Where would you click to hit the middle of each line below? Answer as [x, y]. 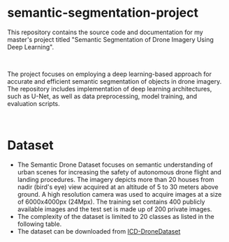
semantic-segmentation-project [103, 13]
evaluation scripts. [34, 103]
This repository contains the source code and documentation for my [105, 32]
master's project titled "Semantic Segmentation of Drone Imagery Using [111, 39]
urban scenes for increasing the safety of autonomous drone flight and [119, 172]
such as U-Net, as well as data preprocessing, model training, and [102, 96]
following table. [39, 224]
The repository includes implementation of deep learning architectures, [110, 89]
